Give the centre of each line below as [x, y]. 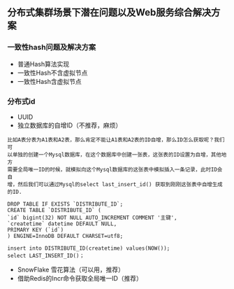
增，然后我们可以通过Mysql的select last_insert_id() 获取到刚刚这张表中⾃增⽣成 [115, 184]
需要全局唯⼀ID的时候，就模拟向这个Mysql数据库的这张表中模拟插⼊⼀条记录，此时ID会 [115, 169]
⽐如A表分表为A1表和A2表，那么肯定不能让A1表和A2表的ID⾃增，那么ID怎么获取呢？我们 [116, 140]
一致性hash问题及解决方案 [52, 48]
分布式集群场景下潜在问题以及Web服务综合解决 [109, 13]
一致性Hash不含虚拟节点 [52, 73]
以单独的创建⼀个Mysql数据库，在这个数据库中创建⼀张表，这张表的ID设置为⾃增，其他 [115, 155]
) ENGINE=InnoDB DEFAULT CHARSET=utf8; [65, 236]
